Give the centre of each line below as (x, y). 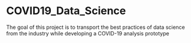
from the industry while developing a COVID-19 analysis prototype (88, 33)
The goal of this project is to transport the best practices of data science (96, 27)
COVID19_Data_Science (66, 11)
